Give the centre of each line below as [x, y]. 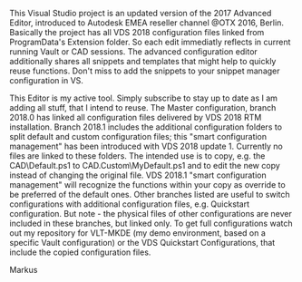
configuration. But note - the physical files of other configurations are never [151, 214]
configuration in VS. [47, 80]
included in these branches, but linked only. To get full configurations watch [151, 223]
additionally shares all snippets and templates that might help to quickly [143, 61]
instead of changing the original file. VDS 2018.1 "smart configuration [138, 175]
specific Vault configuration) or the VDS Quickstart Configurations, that [142, 243]
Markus [24, 270]
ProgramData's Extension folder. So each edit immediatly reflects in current [150, 42]
